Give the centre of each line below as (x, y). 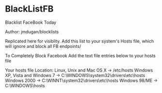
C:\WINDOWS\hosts (25, 85)
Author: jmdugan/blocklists (32, 31)
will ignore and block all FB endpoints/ (43, 46)
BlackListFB (29, 9)
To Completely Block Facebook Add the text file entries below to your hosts (81, 55)
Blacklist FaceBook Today (31, 22)
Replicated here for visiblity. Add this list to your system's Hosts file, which (80, 41)
